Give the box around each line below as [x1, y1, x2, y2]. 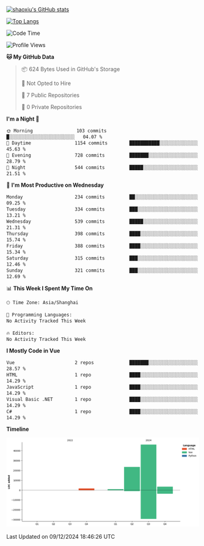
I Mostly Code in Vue [6, 347, 60, 354]
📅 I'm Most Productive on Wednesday [6, 181, 104, 189]
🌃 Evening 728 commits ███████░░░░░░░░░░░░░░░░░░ [6, 152, 199, 159]
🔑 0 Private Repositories [21, 103, 82, 110]
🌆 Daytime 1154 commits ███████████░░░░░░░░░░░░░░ [6, 140, 199, 146]
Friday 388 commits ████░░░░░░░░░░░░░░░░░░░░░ [6, 243, 199, 249]
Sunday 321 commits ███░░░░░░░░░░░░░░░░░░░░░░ [6, 267, 199, 274]
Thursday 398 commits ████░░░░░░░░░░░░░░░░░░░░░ [6, 231, 199, 237]
